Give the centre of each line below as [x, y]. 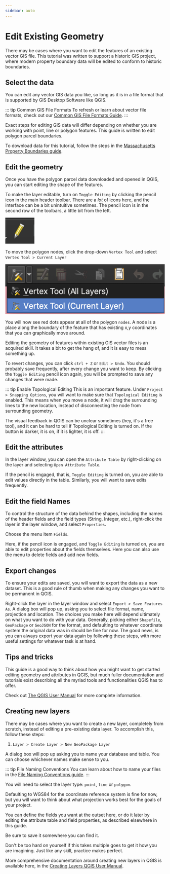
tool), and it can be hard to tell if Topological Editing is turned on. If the [79, 426]
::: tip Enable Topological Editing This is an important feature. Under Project [84, 389]
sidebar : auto [20, 11]
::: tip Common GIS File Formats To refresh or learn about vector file [76, 110]
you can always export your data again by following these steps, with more [83, 636]
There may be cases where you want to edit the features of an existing [79, 50]
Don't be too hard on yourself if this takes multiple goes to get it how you [81, 845]
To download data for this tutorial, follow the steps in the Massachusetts [80, 146]
